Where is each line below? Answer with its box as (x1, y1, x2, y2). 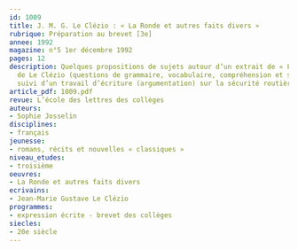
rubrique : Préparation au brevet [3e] (9, 29, 153, 38)
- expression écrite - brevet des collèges (9, 210, 173, 220)
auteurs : (9, 104, 42, 113)
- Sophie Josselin (9, 112, 77, 121)
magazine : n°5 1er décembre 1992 (9, 46, 133, 55)
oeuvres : (9, 169, 42, 178)
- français (9, 129, 50, 137)
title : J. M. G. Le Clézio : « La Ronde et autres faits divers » (9, 21, 260, 30)
